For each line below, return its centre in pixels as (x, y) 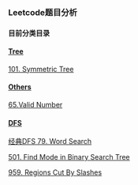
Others (20, 87)
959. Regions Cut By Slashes (55, 172)
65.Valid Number (35, 104)
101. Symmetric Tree (41, 69)
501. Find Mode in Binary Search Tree (69, 157)
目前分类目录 (29, 32)
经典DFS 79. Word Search (50, 142)
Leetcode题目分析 (43, 12)
